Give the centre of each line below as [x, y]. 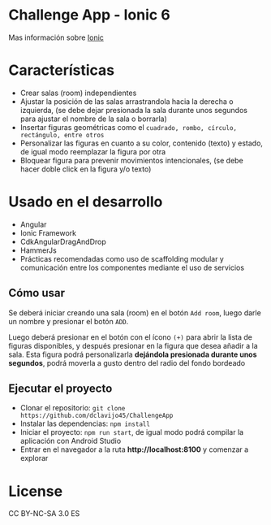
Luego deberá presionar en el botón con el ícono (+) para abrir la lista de [131, 337]
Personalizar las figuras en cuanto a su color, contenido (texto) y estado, [142, 143]
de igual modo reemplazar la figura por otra [93, 151]
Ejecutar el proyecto [60, 389]
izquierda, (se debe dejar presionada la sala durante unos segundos [133, 110]
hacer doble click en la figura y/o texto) [86, 169]
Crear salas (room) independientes [78, 93]
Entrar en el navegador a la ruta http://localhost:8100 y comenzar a [134, 449]
